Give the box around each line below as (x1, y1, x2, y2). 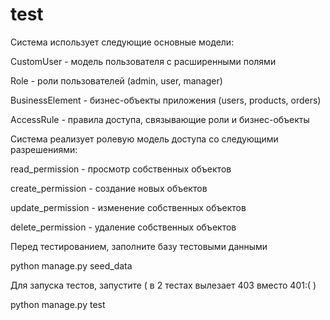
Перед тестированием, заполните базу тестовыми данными (10, 240, 268, 252)
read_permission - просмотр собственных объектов (10, 163, 232, 175)
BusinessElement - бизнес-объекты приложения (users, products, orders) (10, 94, 322, 106)
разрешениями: (10, 143, 78, 155)
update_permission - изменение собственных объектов (10, 201, 247, 213)
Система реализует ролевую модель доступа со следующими (10, 133, 279, 145)
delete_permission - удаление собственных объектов (10, 221, 237, 233)
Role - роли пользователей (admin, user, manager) (10, 74, 223, 87)
